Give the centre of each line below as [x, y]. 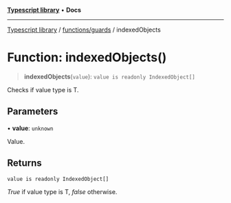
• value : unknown [30, 128]
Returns [25, 163]
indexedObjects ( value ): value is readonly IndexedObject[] [110, 76]
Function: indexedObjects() [87, 57]
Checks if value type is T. [43, 89]
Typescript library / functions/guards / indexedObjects [84, 30]
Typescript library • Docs [44, 10]
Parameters [33, 112]
